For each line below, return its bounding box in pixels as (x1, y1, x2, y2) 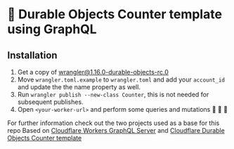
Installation (7, 49, 58, 61)
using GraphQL (7, 21, 97, 37)
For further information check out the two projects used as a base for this (7, 119, 220, 127)
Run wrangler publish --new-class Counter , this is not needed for (17, 91, 209, 98)
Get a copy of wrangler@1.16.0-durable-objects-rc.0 (17, 68, 169, 76)
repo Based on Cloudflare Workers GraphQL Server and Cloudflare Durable (7, 127, 225, 134)
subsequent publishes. (17, 98, 84, 106)
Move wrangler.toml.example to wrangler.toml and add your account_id (17, 75, 225, 84)
